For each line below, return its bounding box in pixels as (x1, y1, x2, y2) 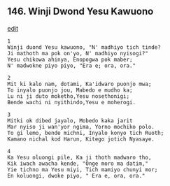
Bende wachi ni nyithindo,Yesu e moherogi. (7, 99, 136, 106)
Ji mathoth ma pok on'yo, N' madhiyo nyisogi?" (7, 50, 149, 57)
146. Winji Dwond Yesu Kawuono (7, 6, 154, 17)
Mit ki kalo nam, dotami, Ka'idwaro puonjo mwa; (7, 80, 152, 87)
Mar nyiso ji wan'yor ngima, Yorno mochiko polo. (7, 123, 155, 130)
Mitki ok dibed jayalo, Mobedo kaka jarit (7, 117, 133, 124)
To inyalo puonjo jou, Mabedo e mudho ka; (7, 87, 133, 94)
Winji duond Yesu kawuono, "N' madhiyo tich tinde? (7, 43, 161, 51)
